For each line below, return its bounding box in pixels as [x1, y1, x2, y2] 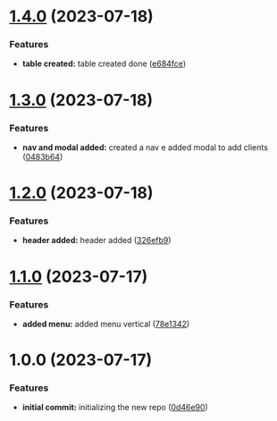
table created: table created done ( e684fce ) [21, 58, 186, 69]
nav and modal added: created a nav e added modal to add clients [21, 141, 268, 153]
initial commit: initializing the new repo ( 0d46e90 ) [21, 402, 208, 413]
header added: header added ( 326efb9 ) [21, 235, 172, 246]
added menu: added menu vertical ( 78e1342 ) [21, 318, 190, 329]
